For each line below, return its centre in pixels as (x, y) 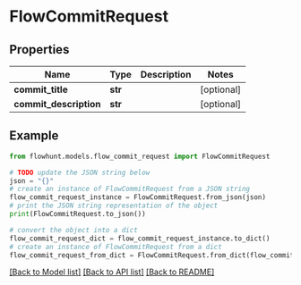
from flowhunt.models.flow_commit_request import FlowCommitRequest (140, 156)
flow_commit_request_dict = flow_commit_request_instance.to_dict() (140, 239)
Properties (39, 50)
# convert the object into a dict (74, 230)
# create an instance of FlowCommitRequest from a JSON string (130, 189)
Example (34, 136)
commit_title (41, 89)
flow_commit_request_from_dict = (72, 255)
